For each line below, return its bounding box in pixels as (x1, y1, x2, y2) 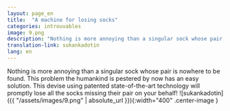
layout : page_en (7, 10, 54, 17)
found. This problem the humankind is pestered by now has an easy (7, 74, 199, 82)
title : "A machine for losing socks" (7, 16, 118, 23)
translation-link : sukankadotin (7, 42, 100, 49)
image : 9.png (7, 29, 45, 36)
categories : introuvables (7, 23, 81, 29)
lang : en (7, 49, 32, 56)
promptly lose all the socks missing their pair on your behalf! (7, 88, 179, 97)
